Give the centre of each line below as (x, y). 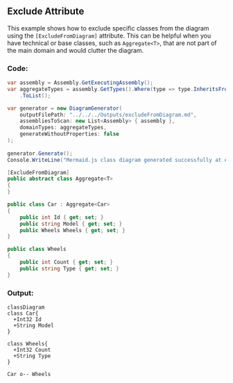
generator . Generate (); (40, 153)
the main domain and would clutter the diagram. (76, 50)
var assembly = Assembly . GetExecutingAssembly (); (80, 83)
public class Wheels (37, 250)
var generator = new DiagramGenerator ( (65, 108)
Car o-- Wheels (29, 375)
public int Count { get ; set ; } (66, 262)
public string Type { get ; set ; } (69, 268)
